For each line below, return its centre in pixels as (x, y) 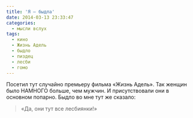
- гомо (20, 67)
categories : (21, 23)
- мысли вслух (29, 28)
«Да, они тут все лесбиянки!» (59, 109)
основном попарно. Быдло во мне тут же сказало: (71, 97)
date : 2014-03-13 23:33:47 (40, 17)
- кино (20, 40)
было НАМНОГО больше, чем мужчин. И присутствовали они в (88, 91)
